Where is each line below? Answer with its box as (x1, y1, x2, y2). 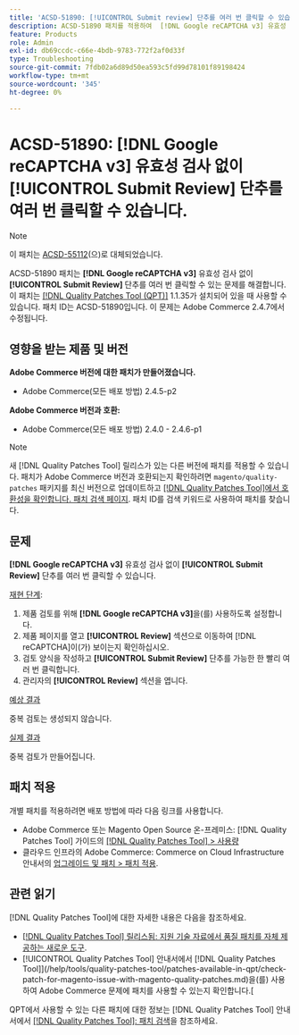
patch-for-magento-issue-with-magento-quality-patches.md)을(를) (21, 973, 270, 984)
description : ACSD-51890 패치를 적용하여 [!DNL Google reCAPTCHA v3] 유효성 (9, 21, 287, 30)
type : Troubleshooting (9, 55, 94, 63)
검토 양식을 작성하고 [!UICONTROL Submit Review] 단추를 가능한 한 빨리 (21, 653, 281, 664)
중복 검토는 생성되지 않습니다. (9, 713, 112, 724)
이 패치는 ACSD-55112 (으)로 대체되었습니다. (9, 249, 163, 260)
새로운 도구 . (46, 942, 87, 953)
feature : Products (9, 29, 78, 38)
